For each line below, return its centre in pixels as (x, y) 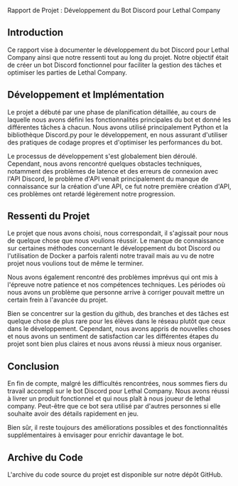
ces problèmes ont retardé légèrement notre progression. (91, 194)
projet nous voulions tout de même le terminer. (76, 263)
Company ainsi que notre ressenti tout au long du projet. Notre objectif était (118, 57)
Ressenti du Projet (49, 216)
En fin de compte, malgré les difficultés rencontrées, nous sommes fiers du (117, 384)
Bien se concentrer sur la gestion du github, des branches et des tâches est (118, 314)
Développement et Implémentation (86, 95)
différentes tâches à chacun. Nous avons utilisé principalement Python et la (118, 127)
